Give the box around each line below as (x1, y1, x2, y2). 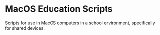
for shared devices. (5, 25, 45, 31)
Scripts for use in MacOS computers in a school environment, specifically (5, 20, 155, 26)
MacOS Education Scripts (5, 3, 113, 15)
